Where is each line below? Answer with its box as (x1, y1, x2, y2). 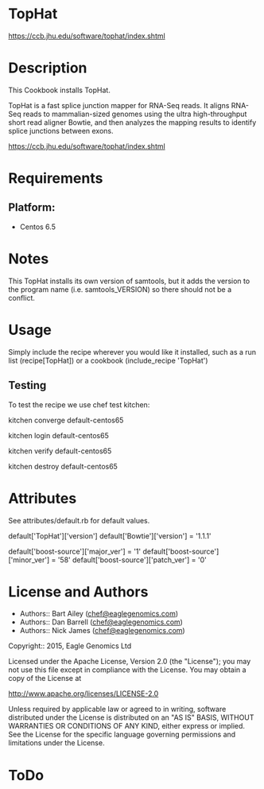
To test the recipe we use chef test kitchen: (8, 399, 150, 410)
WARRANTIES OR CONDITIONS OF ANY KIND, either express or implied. (8, 721, 245, 731)
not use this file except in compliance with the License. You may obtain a (8, 665, 247, 674)
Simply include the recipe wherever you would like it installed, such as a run (8, 347, 257, 356)
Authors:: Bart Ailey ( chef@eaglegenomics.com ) (19, 609, 179, 619)
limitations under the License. (8, 738, 105, 748)
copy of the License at (8, 674, 82, 683)
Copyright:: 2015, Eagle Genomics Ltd (8, 641, 132, 651)
